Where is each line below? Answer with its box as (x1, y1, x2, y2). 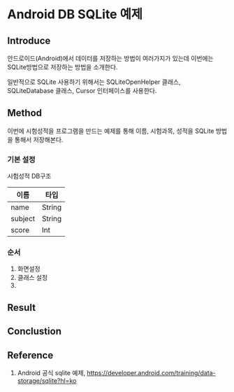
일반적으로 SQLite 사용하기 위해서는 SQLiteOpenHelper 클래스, (7, 78, 181, 86)
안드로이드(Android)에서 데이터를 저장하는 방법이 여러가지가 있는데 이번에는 (7, 54, 214, 62)
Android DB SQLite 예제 (7, 6, 143, 22)
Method (7, 107, 43, 119)
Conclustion (7, 325, 61, 337)
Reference (7, 349, 54, 361)
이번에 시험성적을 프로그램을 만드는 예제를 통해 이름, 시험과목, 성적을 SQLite (7, 127, 214, 135)
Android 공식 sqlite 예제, (17, 369, 86, 377)
